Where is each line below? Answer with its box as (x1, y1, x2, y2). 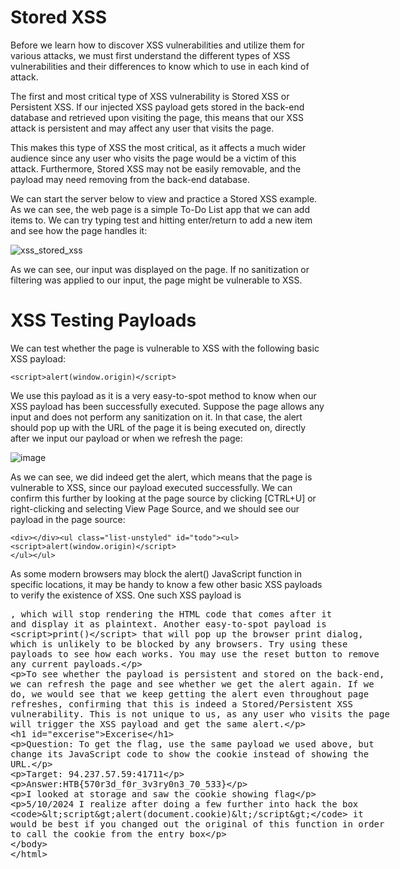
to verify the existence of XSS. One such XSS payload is (10, 589, 242, 601)
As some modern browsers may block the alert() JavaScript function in (10, 567, 303, 580)
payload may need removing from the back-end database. (10, 173, 250, 185)
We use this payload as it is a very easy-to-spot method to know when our (10, 389, 317, 401)
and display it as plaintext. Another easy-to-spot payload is (10, 618, 327, 630)
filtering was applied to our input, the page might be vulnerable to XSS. (10, 274, 303, 286)
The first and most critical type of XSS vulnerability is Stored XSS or (10, 90, 290, 102)
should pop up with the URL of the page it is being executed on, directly (10, 421, 307, 433)
